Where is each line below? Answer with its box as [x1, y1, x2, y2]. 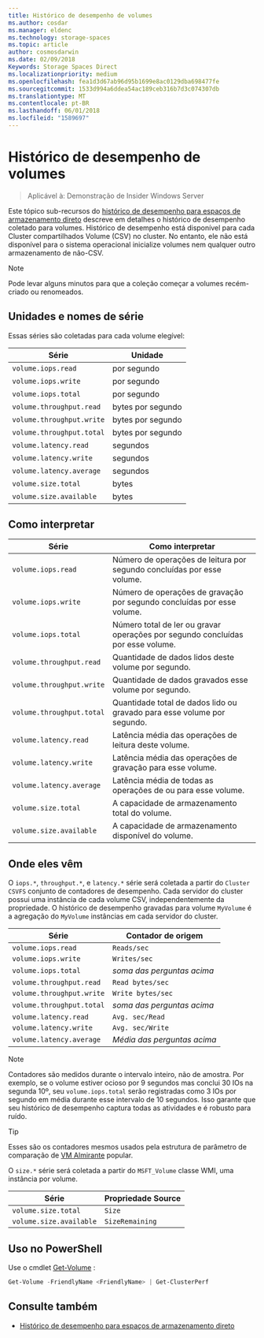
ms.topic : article [8, 41, 68, 49]
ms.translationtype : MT [8, 92, 86, 100]
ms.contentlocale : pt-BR [8, 99, 90, 107]
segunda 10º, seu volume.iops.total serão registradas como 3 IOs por [8, 1086, 237, 1096]
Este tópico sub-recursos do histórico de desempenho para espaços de [8, 206, 241, 215]
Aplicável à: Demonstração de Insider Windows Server [27, 191, 204, 200]
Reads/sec [112, 944, 149, 952]
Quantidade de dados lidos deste [112, 652, 234, 663]
